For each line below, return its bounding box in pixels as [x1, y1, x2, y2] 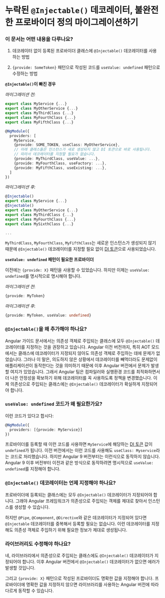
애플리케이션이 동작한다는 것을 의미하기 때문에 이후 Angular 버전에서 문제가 [5, 362, 150, 368]
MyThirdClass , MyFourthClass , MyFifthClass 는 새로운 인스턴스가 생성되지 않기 [5, 240, 156, 246]
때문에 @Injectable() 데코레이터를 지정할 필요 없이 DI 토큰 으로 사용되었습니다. [5, 246, 157, 252]
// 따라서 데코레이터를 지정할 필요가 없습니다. [14, 151, 96, 157]
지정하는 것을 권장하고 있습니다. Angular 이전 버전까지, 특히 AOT [26, 344, 151, 350]
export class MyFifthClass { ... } [5, 119, 74, 125]
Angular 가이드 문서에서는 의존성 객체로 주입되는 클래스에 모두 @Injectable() [5, 337, 155, 343]
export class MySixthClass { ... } [5, 222, 74, 226]
